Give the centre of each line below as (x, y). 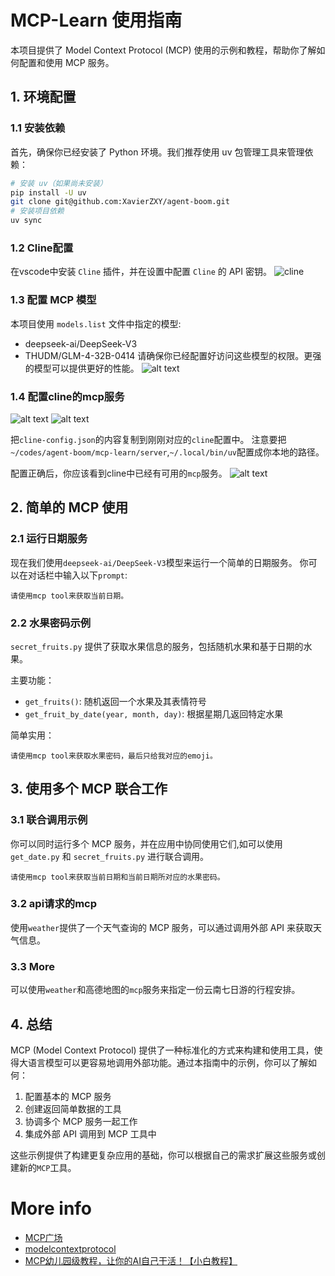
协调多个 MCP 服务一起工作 (81, 1121)
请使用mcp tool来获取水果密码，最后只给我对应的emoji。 (114, 756)
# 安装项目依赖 (37, 211)
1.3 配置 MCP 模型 (53, 300)
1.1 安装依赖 (38, 128)
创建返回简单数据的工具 (73, 1108)
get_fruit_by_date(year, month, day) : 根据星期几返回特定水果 (154, 713)
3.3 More (33, 966)
